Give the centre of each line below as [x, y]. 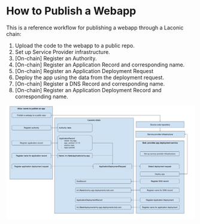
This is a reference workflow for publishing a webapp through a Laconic [95, 28]
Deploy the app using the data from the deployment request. [90, 77]
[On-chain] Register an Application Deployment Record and [88, 90]
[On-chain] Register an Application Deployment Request [84, 71]
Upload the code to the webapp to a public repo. [75, 46]
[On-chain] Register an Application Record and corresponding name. [100, 65]
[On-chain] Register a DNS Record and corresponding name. [90, 84]
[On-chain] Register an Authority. [56, 58]
